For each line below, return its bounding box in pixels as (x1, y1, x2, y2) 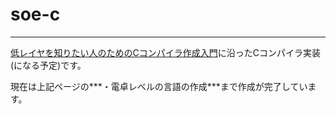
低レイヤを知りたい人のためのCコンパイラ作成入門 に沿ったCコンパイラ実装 (10, 46, 322, 58)
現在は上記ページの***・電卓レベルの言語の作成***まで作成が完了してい (10, 80, 308, 92)
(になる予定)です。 (10, 59, 87, 71)
